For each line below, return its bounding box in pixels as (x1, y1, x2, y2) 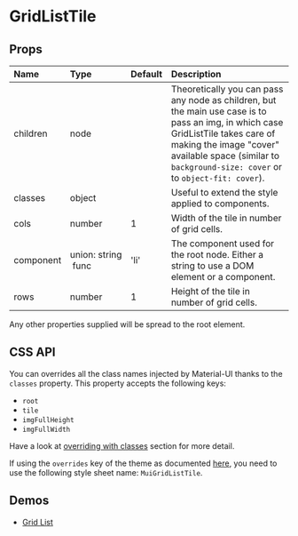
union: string (69, 249, 122, 260)
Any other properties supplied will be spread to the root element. (9, 319, 246, 330)
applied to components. (170, 197, 270, 210)
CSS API (9, 345, 56, 360)
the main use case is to (170, 105, 267, 117)
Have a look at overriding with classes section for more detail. (9, 440, 235, 451)
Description (170, 68, 222, 80)
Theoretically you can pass (170, 83, 284, 95)
